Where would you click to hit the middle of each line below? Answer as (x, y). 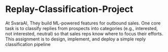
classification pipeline (28, 44)
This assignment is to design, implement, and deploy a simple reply (76, 39)
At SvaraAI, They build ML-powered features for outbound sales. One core (83, 23)
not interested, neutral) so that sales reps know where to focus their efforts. (84, 33)
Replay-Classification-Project (69, 9)
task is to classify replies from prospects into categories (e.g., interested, (82, 28)
